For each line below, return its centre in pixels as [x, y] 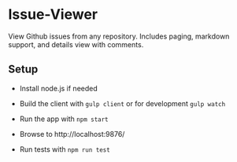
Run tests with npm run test [65, 149]
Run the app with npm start [64, 119]
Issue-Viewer [53, 15]
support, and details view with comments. [76, 44]
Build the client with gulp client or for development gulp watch [122, 103]
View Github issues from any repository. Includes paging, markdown [119, 36]
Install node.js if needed [59, 88]
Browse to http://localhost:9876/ [72, 134]
